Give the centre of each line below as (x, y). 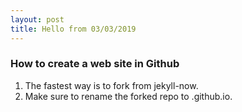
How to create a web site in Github (95, 64)
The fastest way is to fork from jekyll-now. (111, 85)
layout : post (37, 19)
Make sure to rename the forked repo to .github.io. (128, 96)
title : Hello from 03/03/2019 (73, 29)
